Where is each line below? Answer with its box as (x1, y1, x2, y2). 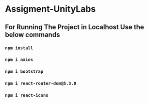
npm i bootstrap (5, 69, 44, 74)
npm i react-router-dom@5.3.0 (5, 81, 77, 86)
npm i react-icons (5, 93, 49, 98)
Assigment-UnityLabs (5, 3, 96, 15)
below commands (5, 30, 60, 39)
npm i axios (5, 57, 33, 62)
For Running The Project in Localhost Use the (5, 23, 144, 31)
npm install (5, 45, 33, 51)
